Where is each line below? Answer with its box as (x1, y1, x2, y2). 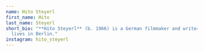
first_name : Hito (5, 14, 50, 20)
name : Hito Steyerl (5, 8, 55, 15)
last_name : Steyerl (5, 20, 55, 26)
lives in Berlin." (11, 31, 58, 37)
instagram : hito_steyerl (5, 36, 69, 42)
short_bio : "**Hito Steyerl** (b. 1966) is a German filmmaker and (5, 25, 181, 32)
